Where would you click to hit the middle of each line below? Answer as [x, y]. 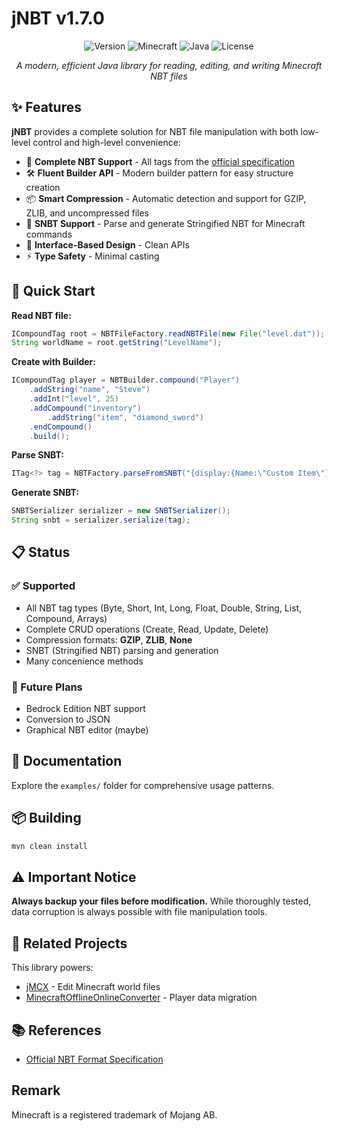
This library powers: [52, 968]
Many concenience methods [84, 661]
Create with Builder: [53, 362]
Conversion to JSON [68, 719]
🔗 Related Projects [69, 943]
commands [49, 234]
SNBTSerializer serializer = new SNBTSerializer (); [121, 511]
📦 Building [46, 818]
